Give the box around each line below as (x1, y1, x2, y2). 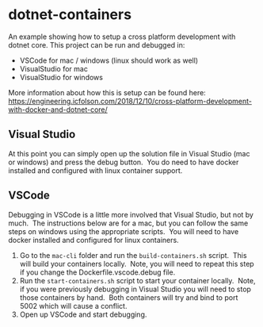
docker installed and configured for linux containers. (8, 235, 180, 244)
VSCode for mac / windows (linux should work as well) (19, 56, 199, 65)
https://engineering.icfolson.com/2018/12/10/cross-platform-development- (8, 96, 252, 106)
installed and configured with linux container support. (8, 165, 183, 175)
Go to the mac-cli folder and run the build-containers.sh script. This (19, 250, 247, 260)
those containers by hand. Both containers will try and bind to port (19, 292, 238, 302)
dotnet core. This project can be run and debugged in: (8, 40, 185, 49)
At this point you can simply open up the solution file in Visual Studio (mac (8, 148, 250, 158)
